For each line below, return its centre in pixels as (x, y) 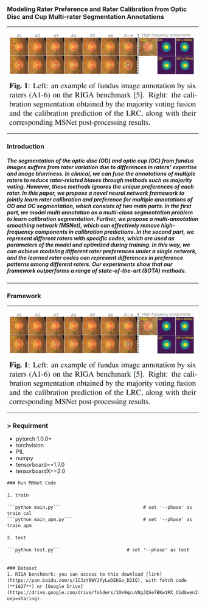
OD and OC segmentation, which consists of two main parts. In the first (99, 206)
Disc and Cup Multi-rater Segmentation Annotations (86, 16)
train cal (19, 513)
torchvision (30, 445)
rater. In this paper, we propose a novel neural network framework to (96, 193)
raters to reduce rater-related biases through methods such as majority (99, 180)
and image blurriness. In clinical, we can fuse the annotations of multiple (101, 174)
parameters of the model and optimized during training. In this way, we (99, 245)
